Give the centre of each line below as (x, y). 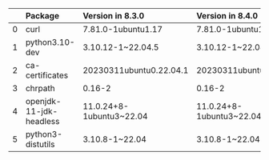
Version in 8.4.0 (227, 16)
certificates (47, 75)
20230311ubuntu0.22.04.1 (136, 70)
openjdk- (43, 101)
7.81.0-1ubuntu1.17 (122, 29)
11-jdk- (42, 111)
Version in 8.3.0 (114, 16)
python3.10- (50, 42)
